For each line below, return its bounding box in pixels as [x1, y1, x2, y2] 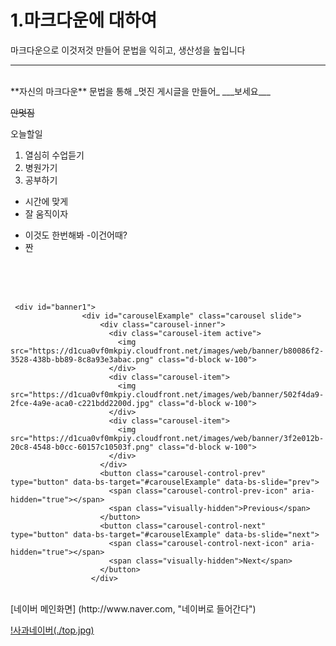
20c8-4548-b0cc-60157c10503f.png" [10, 442, 155, 452]
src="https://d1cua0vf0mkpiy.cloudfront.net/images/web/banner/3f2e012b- [10, 433, 325, 443]
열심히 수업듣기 [24, 149, 85, 161]
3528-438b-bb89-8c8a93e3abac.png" [10, 354, 155, 365]
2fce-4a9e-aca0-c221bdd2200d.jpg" [10, 398, 155, 408]
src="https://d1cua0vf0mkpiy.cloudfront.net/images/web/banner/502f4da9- [10, 389, 325, 400]
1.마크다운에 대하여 [10, 9, 158, 32]
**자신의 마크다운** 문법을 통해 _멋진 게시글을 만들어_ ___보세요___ [10, 85, 271, 97]
